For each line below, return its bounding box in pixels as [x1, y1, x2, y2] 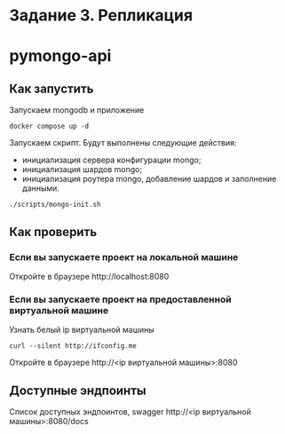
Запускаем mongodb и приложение [9, 105, 145, 115]
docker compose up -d [9, 122, 90, 131]
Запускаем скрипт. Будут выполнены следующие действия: [9, 138, 237, 148]
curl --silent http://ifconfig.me [9, 342, 138, 351]
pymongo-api [9, 46, 112, 67]
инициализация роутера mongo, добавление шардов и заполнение [21, 174, 277, 185]
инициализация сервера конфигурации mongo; [21, 154, 202, 165]
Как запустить [9, 81, 94, 96]
